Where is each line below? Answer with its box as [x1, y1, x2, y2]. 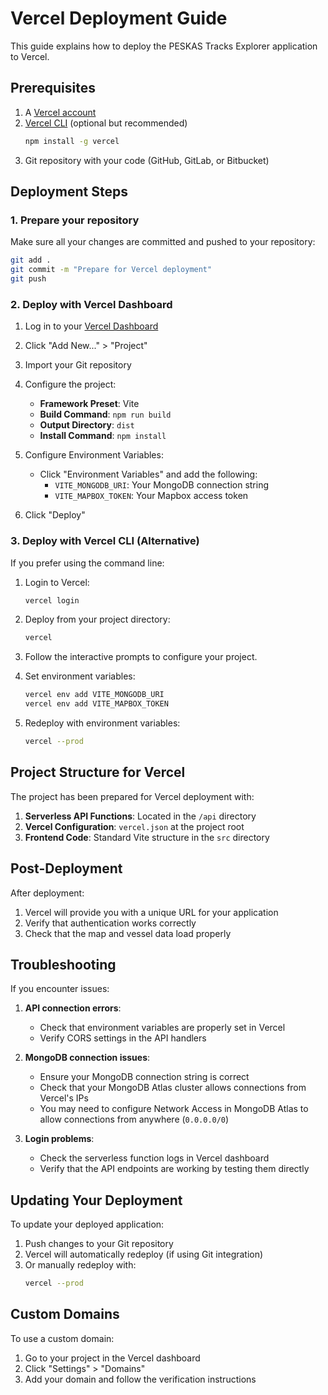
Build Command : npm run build [39, 408, 172, 421]
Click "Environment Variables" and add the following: [39, 468, 258, 481]
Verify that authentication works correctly [24, 917, 197, 929]
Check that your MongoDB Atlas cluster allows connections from [39, 1082, 307, 1094]
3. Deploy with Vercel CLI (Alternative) [10, 534, 200, 548]
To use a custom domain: [10, 1332, 115, 1344]
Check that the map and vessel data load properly [24, 927, 232, 939]
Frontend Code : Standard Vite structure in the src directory [24, 831, 270, 843]
